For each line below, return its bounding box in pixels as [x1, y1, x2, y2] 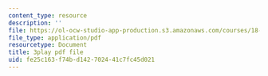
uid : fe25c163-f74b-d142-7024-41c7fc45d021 [8, 56, 156, 64]
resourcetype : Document [8, 41, 88, 49]
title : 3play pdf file [8, 48, 84, 56]
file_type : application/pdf [8, 33, 102, 42]
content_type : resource [8, 11, 88, 20]
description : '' [8, 19, 62, 27]
